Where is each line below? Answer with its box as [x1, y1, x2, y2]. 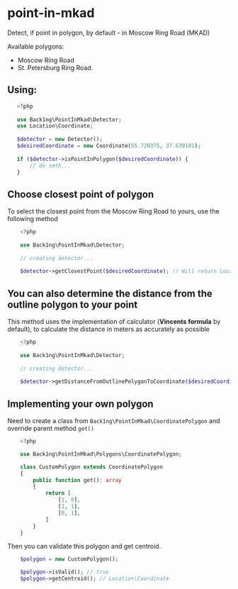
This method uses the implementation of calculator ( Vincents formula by [7, 318, 221, 326]
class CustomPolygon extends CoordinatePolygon [20, 463, 163, 471]
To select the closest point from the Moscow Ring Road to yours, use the [7, 207, 220, 215]
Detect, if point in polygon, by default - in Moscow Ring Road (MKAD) [7, 28, 210, 37]
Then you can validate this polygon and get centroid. [7, 542, 161, 551]
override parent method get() [7, 424, 94, 433]
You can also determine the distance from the [7, 287, 212, 299]
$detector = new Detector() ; [16, 136, 103, 143]
